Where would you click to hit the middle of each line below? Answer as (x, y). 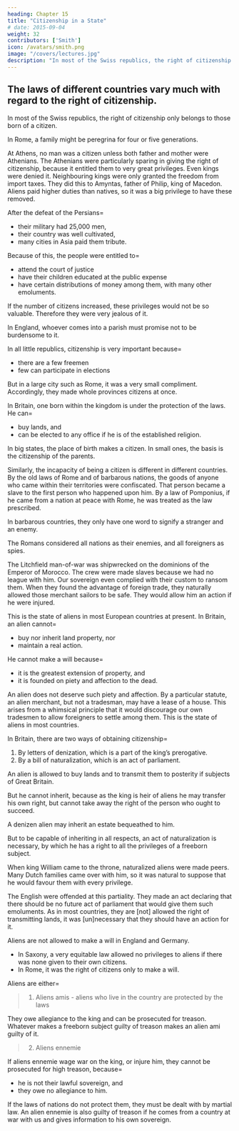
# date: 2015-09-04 (36, 27)
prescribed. (24, 507)
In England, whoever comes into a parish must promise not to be (102, 327)
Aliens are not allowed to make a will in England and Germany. (98, 940)
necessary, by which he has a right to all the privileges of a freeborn (108, 846)
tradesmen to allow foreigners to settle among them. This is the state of (112, 717)
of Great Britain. (31, 781)
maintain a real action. (50, 645)
